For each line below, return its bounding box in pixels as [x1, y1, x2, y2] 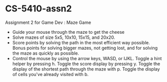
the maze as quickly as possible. [12, 50, 80, 56]
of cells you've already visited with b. [12, 71, 89, 77]
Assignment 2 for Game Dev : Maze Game [5, 19, 91, 25]
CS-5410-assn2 [5, 3, 72, 14]
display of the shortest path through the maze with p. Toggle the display [12, 66, 160, 72]
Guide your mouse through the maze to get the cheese [12, 29, 125, 35]
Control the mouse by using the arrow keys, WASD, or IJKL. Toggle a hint [12, 55, 162, 61]
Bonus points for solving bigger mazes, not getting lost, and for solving [12, 45, 158, 51]
